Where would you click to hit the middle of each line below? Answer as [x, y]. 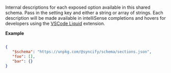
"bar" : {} [22, 61]
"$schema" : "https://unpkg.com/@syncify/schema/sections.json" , [82, 52]
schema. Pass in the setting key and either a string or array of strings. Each [84, 13]
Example [15, 33]
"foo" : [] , [24, 56]
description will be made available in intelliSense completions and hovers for [86, 18]
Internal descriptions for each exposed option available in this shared [78, 7]
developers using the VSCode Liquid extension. [55, 23]
